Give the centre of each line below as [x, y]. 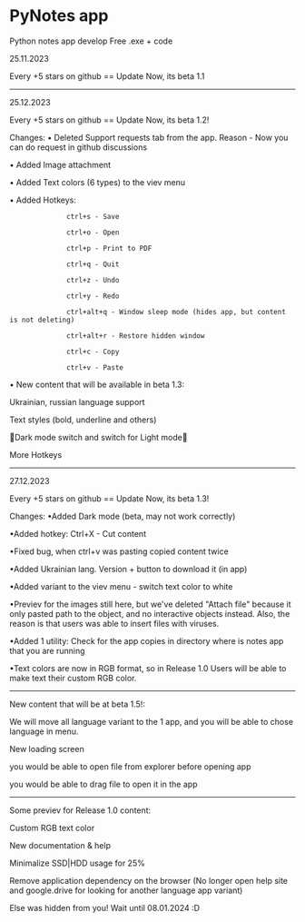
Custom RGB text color [52, 828]
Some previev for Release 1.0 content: [80, 810]
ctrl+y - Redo [93, 296]
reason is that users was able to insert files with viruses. [114, 623]
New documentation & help [60, 845]
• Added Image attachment [60, 164]
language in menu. [44, 731]
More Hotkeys [36, 454]
